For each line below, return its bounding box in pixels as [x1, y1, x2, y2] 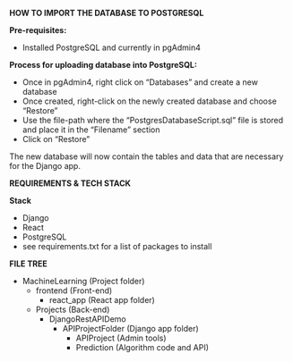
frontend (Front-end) [35, 285, 113, 296]
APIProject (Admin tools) [75, 333, 168, 343]
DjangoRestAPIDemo [48, 314, 127, 324]
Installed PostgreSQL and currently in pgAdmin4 [22, 42, 202, 53]
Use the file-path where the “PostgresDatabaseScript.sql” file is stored [22, 115, 284, 125]
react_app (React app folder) [48, 295, 155, 305]
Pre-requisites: [9, 25, 67, 35]
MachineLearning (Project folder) [22, 276, 145, 286]
